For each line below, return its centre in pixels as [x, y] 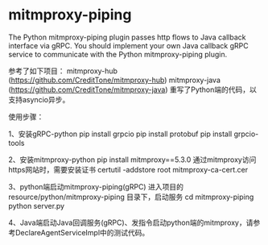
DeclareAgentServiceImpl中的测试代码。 [82, 232]
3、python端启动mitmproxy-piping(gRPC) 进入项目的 [96, 186]
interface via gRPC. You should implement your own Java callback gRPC [129, 45]
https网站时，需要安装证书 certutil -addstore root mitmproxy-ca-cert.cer [128, 169]
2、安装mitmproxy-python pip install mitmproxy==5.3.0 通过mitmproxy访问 [132, 160]
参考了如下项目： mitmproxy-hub [63, 71]
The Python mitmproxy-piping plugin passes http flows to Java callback [127, 37]
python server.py [37, 206]
